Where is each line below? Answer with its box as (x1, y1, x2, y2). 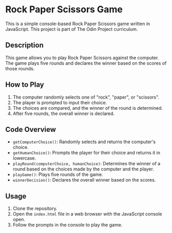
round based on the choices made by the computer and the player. (12, 166, 154, 172)
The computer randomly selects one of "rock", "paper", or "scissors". (12, 94, 160, 100)
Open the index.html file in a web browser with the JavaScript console (12, 211, 163, 217)
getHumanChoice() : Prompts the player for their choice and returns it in (12, 150, 161, 156)
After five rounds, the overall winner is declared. (12, 110, 115, 116)
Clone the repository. (12, 205, 58, 211)
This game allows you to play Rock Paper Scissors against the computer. (5, 54, 159, 61)
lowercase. (12, 155, 36, 161)
